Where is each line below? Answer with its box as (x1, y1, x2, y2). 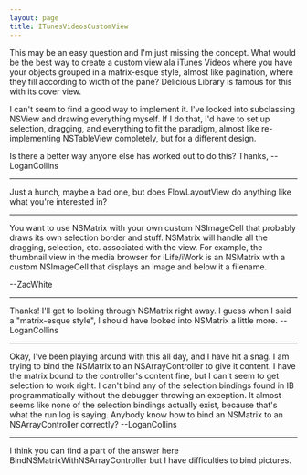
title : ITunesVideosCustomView (9, 22, 129, 31)
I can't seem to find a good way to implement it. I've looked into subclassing (9, 103, 295, 114)
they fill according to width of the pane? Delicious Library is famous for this (9, 76, 292, 87)
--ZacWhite (9, 279, 53, 290)
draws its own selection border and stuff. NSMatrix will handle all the (9, 232, 268, 243)
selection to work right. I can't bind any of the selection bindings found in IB (9, 380, 294, 391)
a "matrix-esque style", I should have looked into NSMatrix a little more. (9, 314, 279, 325)
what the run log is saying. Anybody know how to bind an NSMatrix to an (9, 408, 283, 420)
